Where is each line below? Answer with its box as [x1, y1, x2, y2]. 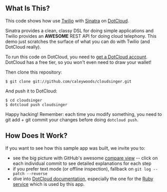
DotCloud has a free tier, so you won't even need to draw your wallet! [5, 59, 152, 65]
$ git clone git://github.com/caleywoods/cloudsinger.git [5, 79, 132, 84]
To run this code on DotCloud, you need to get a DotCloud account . [5, 54, 148, 60]
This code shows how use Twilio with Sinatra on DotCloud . [5, 17, 129, 23]
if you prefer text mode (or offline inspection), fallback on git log [12, 165, 151, 172]
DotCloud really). [5, 43, 41, 50]
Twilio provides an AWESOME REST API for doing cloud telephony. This [5, 33, 157, 39]
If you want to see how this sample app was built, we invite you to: [5, 145, 145, 151]
